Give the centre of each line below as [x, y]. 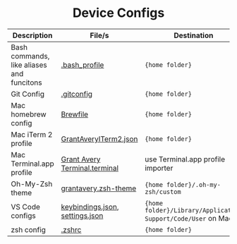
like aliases [29, 65]
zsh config [28, 229]
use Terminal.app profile [185, 159]
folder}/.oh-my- [193, 184]
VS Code [26, 207]
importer [159, 168]
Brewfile [75, 114]
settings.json [82, 215]
